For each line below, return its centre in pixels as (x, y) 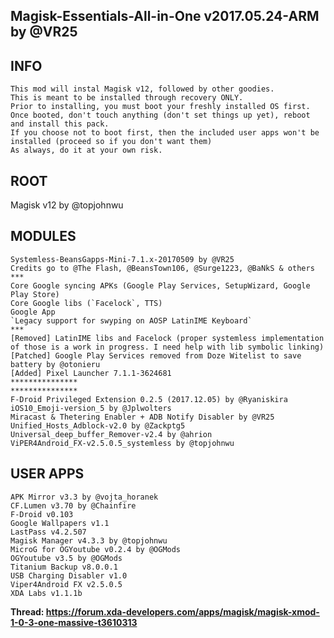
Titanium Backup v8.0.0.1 (64, 567)
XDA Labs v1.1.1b (46, 593)
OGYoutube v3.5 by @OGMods (66, 558)
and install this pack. (60, 124)
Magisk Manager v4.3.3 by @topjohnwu (89, 540)
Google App (33, 312)
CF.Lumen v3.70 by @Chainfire (73, 505)
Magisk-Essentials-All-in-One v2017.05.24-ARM (165, 16)
